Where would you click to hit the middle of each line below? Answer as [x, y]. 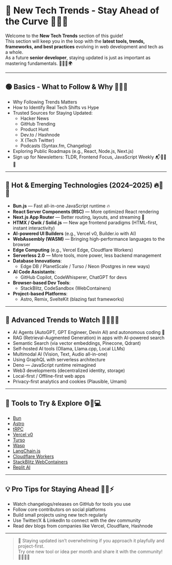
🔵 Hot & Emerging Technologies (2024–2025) [79, 186]
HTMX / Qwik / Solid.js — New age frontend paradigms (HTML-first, [85, 222]
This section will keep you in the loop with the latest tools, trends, [75, 41]
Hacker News [35, 118]
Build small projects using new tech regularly [60, 515]
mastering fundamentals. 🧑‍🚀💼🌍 [39, 63]
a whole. [14, 52]
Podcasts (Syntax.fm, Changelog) [56, 146]
